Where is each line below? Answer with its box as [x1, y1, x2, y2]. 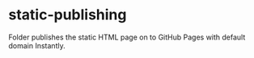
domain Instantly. [8, 40, 66, 50]
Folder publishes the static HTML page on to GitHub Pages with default [8, 32, 246, 42]
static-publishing [8, 6, 127, 24]
